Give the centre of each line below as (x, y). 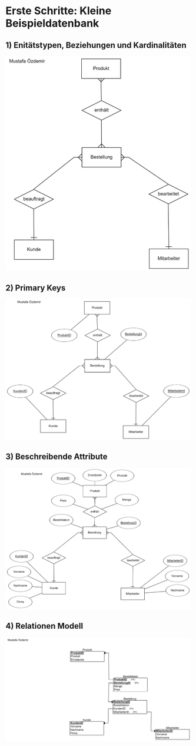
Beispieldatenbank (52, 23)
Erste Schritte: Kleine (59, 11)
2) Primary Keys (36, 288)
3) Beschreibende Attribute (57, 457)
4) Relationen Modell (44, 626)
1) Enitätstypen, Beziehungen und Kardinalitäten (96, 45)
